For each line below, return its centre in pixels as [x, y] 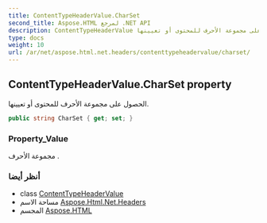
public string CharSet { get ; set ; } [71, 118]
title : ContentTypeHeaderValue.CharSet [74, 15]
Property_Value [39, 138]
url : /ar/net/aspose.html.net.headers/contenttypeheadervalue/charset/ [129, 52]
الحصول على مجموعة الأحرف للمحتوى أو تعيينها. [79, 103]
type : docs [26, 38]
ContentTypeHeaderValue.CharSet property [120, 85]
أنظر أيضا [24, 176]
